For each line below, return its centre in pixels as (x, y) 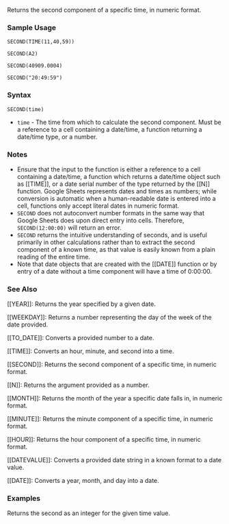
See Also (22, 289)
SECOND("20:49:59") (35, 78)
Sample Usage (32, 27)
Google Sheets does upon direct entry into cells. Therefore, (100, 220)
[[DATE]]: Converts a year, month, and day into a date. (83, 481)
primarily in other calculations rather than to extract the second (106, 242)
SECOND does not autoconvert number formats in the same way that (111, 213)
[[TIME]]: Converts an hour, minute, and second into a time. (91, 351)
